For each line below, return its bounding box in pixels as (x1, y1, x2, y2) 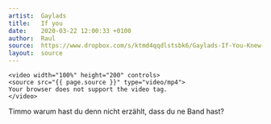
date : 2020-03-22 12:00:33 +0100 (8, 27, 131, 35)
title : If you (8, 19, 63, 27)
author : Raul (8, 34, 56, 43)
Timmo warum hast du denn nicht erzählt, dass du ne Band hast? (8, 106, 224, 116)
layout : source (8, 49, 63, 57)
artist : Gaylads (8, 11, 67, 20)
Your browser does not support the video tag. (8, 85, 168, 93)
